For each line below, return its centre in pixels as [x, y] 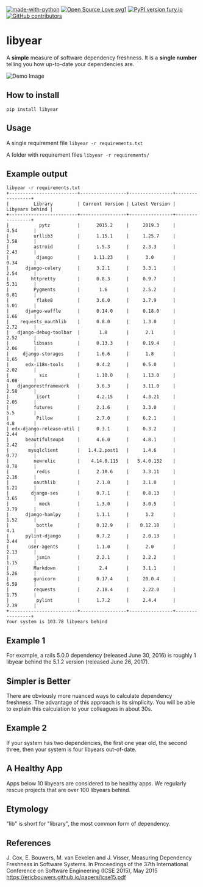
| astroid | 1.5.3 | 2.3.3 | [91, 247]
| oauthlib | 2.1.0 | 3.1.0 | [91, 483]
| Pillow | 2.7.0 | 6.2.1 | [91, 418]
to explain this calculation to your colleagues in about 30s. [79, 709]
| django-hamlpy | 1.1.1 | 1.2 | [91, 515]
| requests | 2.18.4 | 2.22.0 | [91, 590]
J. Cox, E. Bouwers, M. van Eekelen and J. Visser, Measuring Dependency [99, 858]
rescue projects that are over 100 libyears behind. [69, 790]
